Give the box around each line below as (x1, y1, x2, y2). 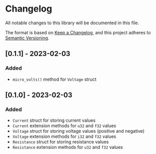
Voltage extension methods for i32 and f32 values (12, 133, 117, 139)
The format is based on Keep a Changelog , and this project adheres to (5, 29, 151, 35)
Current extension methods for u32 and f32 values (12, 123, 117, 129)
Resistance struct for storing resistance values (12, 139, 109, 145)
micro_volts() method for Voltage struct (12, 76, 97, 82)
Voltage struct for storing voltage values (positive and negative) (12, 128, 145, 134)
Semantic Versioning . (5, 35, 49, 41)
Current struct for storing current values (12, 117, 96, 124)
